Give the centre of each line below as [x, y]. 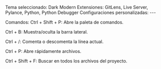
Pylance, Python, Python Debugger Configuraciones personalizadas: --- [80, 12]
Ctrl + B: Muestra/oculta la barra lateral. [47, 32]
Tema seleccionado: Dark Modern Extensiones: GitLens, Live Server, [77, 7]
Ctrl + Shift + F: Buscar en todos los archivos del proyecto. [66, 61]
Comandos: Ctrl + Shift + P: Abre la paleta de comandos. [65, 22]
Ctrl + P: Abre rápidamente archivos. [43, 51]
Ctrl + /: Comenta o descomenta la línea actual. [54, 41]
